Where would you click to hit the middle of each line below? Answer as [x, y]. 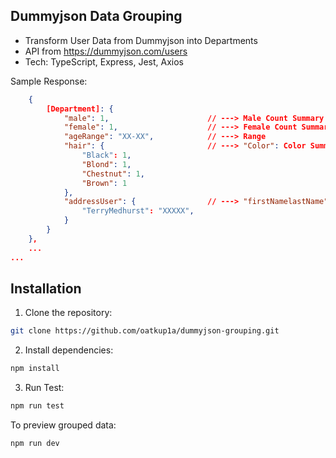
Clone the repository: [68, 313]
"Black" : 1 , [106, 155]
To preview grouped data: [63, 425]
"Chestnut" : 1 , [113, 174]
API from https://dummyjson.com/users [106, 51]
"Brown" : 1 [104, 183]
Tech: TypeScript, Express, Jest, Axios [104, 61]
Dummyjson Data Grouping [96, 16]
